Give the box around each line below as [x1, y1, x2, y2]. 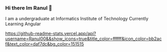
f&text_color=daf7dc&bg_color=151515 [5, 41, 84, 47]
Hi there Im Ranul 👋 [5, 4, 53, 11]
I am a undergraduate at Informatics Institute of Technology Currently [5, 16, 149, 22]
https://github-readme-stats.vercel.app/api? [5, 31, 96, 37]
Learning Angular [5, 21, 41, 27]
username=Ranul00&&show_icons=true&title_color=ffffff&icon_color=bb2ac [5, 36, 162, 42]
